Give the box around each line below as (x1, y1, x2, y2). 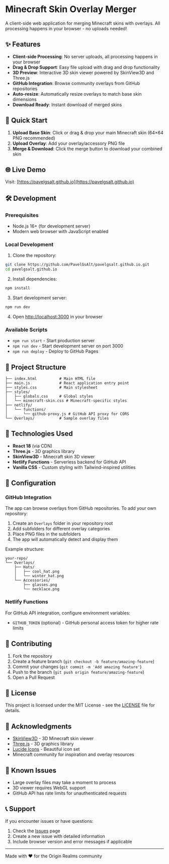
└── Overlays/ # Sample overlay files (5, 416, 109, 421)
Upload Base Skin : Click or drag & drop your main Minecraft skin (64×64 (12, 129, 163, 135)
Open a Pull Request (12, 674, 55, 680)
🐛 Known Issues (5, 766, 57, 774)
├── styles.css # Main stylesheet (5, 385, 98, 390)
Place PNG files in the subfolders (12, 531, 81, 537)
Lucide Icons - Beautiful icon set (12, 746, 80, 752)
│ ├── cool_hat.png (14, 569, 59, 574)
